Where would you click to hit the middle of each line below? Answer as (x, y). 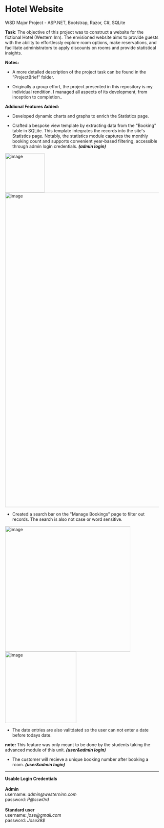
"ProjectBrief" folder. (33, 77)
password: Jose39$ (25, 820)
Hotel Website (34, 9)
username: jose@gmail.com (33, 815)
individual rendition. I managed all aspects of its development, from (80, 92)
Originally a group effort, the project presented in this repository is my (82, 86)
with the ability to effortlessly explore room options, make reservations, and (81, 42)
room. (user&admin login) (39, 764)
